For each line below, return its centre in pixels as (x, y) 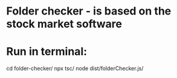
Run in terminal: (47, 52)
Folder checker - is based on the (89, 11)
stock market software (64, 24)
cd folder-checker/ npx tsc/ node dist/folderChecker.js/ (75, 68)
